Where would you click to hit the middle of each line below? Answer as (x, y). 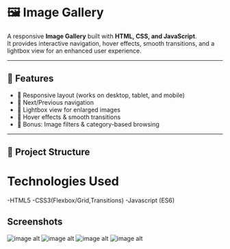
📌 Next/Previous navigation (55, 102)
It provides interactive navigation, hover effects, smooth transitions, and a (111, 43)
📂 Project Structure (49, 152)
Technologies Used (63, 182)
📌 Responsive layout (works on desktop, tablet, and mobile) (101, 95)
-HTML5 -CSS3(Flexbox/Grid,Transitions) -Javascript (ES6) (91, 200)
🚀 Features (30, 79)
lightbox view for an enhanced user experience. (74, 51)
